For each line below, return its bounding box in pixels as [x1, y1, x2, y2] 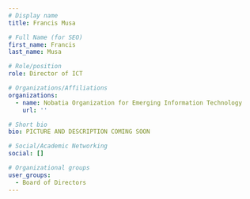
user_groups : [8, 171, 51, 179]
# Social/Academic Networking [8, 142, 108, 151]
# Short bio [8, 121, 47, 128]
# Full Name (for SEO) [8, 33, 83, 41]
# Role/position [8, 63, 62, 71]
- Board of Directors [15, 178, 87, 186]
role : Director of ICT [8, 70, 83, 78]
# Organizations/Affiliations [8, 84, 108, 92]
